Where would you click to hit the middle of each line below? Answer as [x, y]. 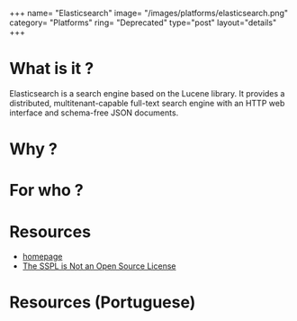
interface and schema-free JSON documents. [94, 113]
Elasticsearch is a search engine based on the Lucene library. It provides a [147, 93]
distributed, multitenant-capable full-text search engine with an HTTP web [147, 103]
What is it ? [52, 69]
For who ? [46, 191]
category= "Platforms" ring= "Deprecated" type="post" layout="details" [143, 23]
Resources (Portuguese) [103, 303]
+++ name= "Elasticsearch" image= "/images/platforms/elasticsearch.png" [149, 13]
